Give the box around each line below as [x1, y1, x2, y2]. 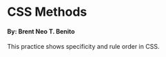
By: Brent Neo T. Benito [7, 27, 75, 35]
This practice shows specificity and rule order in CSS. [7, 43, 160, 51]
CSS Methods [7, 4, 87, 20]
